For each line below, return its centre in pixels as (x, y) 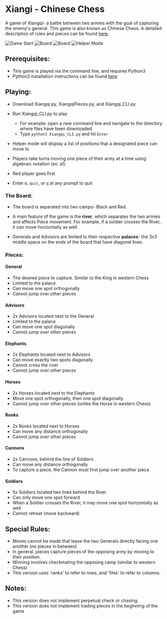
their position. (26, 557)
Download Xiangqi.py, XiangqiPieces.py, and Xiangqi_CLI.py (74, 104)
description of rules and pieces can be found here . (57, 33)
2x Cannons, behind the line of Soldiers (53, 459)
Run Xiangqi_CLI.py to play (40, 114)
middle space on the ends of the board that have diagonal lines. (78, 242)
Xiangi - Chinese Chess (55, 9)
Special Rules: (28, 529)
